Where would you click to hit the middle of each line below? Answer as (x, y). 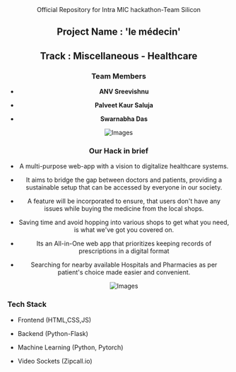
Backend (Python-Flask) (53, 333)
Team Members (119, 76)
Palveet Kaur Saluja (124, 105)
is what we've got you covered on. (124, 230)
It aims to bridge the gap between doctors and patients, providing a (124, 180)
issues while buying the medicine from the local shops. (124, 209)
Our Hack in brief (119, 151)
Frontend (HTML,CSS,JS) (54, 320)
